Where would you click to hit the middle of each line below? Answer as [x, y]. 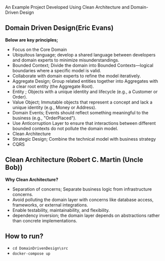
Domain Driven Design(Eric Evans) [59, 28]
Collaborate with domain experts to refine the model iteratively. [77, 76]
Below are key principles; [32, 40]
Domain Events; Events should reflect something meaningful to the [80, 112]
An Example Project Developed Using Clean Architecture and [67, 7]
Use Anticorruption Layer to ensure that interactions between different [84, 123]
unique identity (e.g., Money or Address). [54, 107]
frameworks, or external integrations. [50, 205]
